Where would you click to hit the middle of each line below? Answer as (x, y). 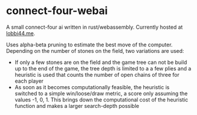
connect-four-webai (57, 11)
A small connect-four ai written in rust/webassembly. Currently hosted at (94, 27)
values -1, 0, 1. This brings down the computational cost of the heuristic (101, 99)
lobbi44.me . (21, 33)
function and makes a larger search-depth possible (77, 106)
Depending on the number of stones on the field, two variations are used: (95, 50)
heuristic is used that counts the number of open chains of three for (97, 75)
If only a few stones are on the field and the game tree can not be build (101, 62)
